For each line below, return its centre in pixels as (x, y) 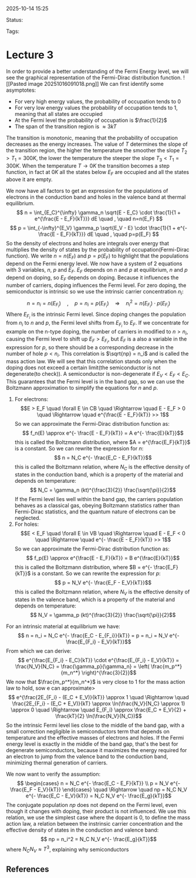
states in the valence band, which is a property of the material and (94, 599)
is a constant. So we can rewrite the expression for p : (97, 573)
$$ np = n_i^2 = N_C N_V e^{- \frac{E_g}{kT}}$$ (99, 839)
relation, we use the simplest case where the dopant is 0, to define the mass (98, 817)
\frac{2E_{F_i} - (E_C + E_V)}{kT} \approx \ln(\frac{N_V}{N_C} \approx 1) (99, 703)
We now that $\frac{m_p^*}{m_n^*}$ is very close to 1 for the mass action (96, 682)
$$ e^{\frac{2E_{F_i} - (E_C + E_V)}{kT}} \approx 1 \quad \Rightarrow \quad (99, 697)
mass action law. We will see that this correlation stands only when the (92, 362)
